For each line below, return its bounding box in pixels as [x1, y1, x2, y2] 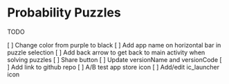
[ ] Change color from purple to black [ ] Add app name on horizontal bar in [7, 41, 221, 49]
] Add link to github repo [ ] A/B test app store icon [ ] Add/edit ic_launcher [7, 63, 220, 71]
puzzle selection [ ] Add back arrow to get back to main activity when [7, 48, 205, 56]
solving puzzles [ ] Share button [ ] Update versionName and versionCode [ [7, 55, 223, 63]
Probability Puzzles [7, 5, 121, 21]
